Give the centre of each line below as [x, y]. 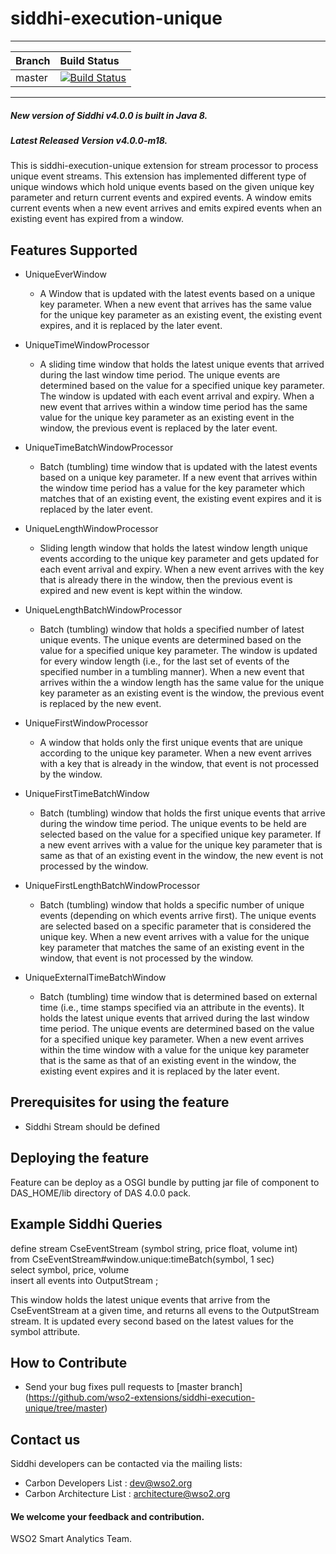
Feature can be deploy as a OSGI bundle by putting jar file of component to [165, 1182]
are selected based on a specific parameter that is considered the [175, 926]
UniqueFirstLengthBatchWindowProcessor [112, 886]
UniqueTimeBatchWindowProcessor [99, 448]
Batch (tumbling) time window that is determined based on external [178, 997]
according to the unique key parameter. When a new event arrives [175, 753]
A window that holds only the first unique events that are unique [171, 743]
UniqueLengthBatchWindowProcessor [103, 610]
